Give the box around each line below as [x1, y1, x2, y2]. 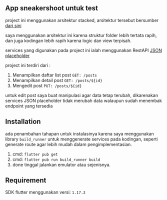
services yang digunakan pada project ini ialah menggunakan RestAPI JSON [5, 47, 162, 53]
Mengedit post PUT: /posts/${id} [12, 82, 82, 88]
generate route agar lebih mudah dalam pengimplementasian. [5, 141, 132, 147]
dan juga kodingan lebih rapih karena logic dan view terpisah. [5, 37, 131, 43]
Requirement [5, 176, 46, 184]
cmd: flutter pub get [12, 151, 58, 157]
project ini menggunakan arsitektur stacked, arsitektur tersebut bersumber [5, 17, 159, 23]
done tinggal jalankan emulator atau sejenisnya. [12, 161, 111, 167]
